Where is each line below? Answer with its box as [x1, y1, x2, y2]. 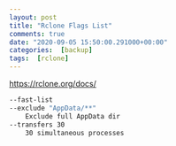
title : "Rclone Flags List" [9, 21, 113, 30]
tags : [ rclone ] [9, 54, 69, 63]
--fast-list [9, 96, 53, 104]
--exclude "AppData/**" [9, 104, 97, 112]
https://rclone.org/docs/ [9, 79, 97, 88]
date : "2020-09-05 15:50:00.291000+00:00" [9, 37, 168, 47]
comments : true [9, 29, 65, 38]
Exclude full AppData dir [25, 111, 121, 120]
